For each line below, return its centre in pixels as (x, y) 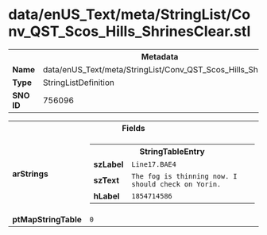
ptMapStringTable (47, 219)
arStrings (31, 174)
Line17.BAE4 (153, 164)
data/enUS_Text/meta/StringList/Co (130, 15)
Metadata (160, 56)
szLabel (108, 164)
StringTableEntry (172, 151)
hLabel (106, 196)
